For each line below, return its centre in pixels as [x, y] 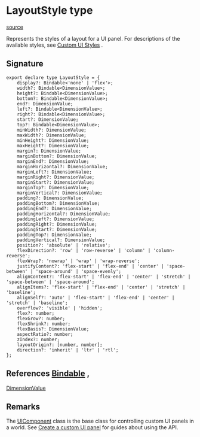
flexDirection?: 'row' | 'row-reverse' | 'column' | [84, 250]
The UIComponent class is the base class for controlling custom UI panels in [100, 421]
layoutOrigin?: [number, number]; [60, 345]
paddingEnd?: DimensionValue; [55, 208]
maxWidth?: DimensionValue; [52, 135]
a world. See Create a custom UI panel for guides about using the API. [92, 427]
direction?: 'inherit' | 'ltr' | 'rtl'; [68, 350]
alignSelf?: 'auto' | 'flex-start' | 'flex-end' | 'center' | [96, 298]
